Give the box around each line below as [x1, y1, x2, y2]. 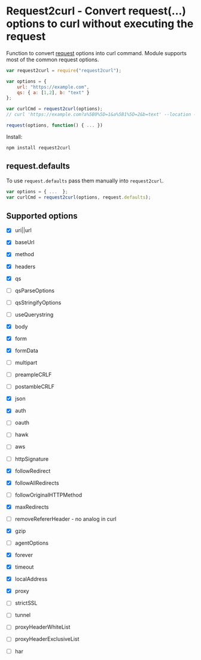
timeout [14, 563, 34, 571]
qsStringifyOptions [14, 299, 62, 306]
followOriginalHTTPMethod [14, 491, 83, 499]
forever [14, 551, 33, 559]
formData [14, 347, 39, 354]
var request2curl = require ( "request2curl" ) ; [6, 67, 121, 73]
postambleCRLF [14, 383, 55, 391]
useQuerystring [14, 311, 54, 318]
